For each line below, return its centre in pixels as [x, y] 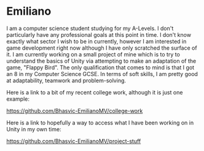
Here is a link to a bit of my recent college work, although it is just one [95, 92]
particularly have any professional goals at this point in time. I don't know [99, 34]
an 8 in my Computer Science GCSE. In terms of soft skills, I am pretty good [102, 74]
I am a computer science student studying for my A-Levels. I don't [90, 28]
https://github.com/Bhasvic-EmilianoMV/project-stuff [74, 141]
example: [18, 99]
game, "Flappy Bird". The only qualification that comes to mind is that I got [100, 67]
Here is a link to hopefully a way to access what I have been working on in [100, 122]
